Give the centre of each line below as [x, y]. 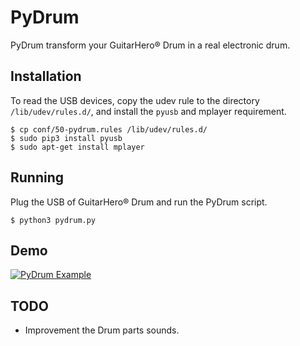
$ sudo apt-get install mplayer [77, 147]
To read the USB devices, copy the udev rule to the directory [135, 100]
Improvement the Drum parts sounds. [102, 330]
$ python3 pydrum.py [53, 220]
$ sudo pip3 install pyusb [66, 138]
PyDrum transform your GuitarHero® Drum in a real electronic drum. [150, 45]
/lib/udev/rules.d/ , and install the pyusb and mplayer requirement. [148, 111]
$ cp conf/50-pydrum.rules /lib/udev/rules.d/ [109, 129]
